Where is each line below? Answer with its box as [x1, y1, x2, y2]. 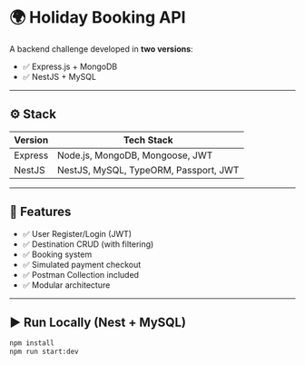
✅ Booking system [22, 249, 93, 260]
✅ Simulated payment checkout [22, 259, 142, 270]
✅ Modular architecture [22, 279, 111, 291]
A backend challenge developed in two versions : [9, 43, 193, 54]
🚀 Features [9, 204, 72, 220]
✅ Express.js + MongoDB [22, 61, 118, 72]
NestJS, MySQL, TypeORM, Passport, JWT [57, 163, 240, 176]
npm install [9, 339, 54, 348]
